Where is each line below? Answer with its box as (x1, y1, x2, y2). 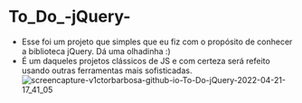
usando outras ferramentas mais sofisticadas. (21, 65, 193, 76)
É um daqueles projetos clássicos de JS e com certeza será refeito (21, 55, 270, 66)
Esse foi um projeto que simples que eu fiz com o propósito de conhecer (21, 36, 293, 47)
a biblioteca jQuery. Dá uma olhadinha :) (21, 45, 171, 56)
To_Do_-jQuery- (8, 6, 131, 27)
